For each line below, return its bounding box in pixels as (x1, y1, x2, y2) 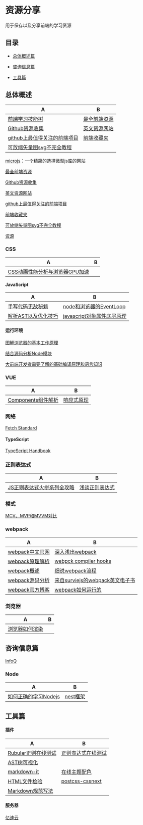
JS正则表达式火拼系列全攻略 (8, 484, 75, 491)
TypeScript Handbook (5, 448, 51, 454)
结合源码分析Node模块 (5, 351, 52, 357)
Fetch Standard (5, 425, 37, 431)
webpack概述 (8, 567, 40, 574)
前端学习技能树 (8, 115, 44, 122)
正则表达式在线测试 (61, 749, 107, 756)
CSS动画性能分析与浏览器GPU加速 (8, 268, 90, 275)
